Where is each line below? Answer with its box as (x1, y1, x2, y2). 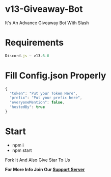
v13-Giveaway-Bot (5, 3, 83, 15)
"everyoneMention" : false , (9, 100, 65, 105)
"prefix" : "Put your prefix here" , (9, 95, 83, 101)
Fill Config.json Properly (5, 70, 107, 81)
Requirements (5, 37, 64, 48)
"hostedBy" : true (9, 105, 45, 109)
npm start (12, 147, 32, 153)
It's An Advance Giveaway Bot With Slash (5, 20, 89, 26)
